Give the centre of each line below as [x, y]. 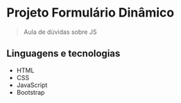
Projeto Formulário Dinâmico [90, 13]
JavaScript [32, 85]
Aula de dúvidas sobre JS [60, 32]
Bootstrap [31, 92]
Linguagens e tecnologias [63, 54]
